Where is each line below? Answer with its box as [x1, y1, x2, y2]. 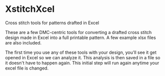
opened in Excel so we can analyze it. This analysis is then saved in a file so [5, 54, 161, 60]
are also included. [5, 39, 42, 45]
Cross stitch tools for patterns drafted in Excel [5, 20, 99, 26]
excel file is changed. [5, 65, 49, 71]
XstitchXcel [5, 3, 55, 15]
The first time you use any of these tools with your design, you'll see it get [5, 49, 157, 55]
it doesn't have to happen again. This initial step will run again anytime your [5, 60, 160, 66]
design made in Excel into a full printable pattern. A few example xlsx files [5, 35, 156, 40]
